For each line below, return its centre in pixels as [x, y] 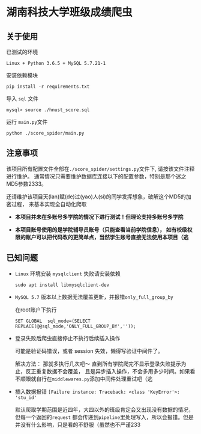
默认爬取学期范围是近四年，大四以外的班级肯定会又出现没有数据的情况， [104, 409]
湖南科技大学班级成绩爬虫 [70, 12]
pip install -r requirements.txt [48, 87]
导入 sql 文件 [22, 99]
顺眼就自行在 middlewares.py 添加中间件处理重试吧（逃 [86, 379]
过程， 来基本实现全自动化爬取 [49, 204]
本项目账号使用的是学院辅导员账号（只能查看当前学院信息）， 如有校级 [101, 230]
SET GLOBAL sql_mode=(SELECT [53, 321]
